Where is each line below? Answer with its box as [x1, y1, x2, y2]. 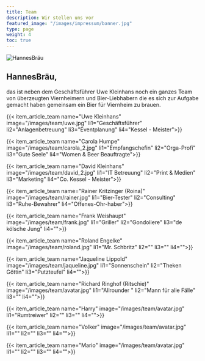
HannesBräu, [6, 71, 57, 82]
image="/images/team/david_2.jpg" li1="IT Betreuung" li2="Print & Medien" [6, 169, 196, 176]
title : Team [6, 9, 37, 15]
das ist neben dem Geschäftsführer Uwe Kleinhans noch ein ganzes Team [6, 88, 193, 95]
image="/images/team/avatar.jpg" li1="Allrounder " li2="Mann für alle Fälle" [6, 286, 196, 294]
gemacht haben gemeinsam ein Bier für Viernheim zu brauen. [6, 101, 161, 108]
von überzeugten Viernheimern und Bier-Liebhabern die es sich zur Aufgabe [6, 94, 199, 101]
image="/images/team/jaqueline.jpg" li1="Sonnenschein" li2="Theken [6, 261, 182, 269]
